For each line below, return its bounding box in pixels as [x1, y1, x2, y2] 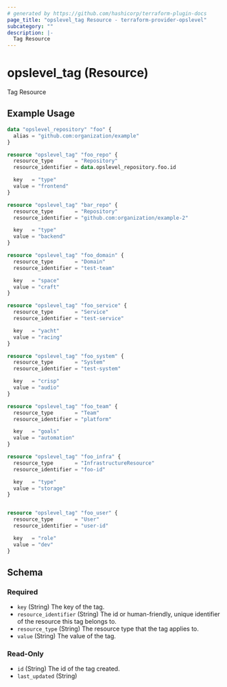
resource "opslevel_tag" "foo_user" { [7, 510, 118, 517]
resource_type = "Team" [13, 409, 99, 416]
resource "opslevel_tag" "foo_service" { [7, 302, 128, 309]
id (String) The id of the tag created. [16, 664, 120, 673]
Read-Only [7, 649, 45, 659]
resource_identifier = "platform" [13, 416, 112, 423]
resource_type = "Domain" [13, 258, 106, 265]
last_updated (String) [16, 672, 77, 680]
